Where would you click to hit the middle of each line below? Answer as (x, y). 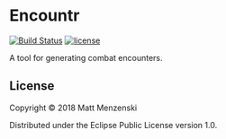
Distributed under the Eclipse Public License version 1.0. (113, 125)
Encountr (45, 16)
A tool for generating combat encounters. (86, 57)
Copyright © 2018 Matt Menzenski (73, 108)
